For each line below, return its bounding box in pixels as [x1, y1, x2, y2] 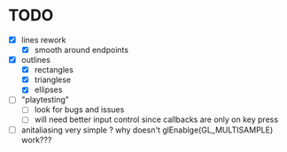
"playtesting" [20, 95, 70, 105]
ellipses [34, 85, 63, 95]
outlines [20, 55, 50, 65]
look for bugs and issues [34, 104, 125, 115]
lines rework [20, 34, 67, 45]
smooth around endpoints [34, 45, 129, 55]
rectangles [34, 65, 74, 75]
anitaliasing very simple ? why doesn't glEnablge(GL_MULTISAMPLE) [20, 125, 274, 135]
